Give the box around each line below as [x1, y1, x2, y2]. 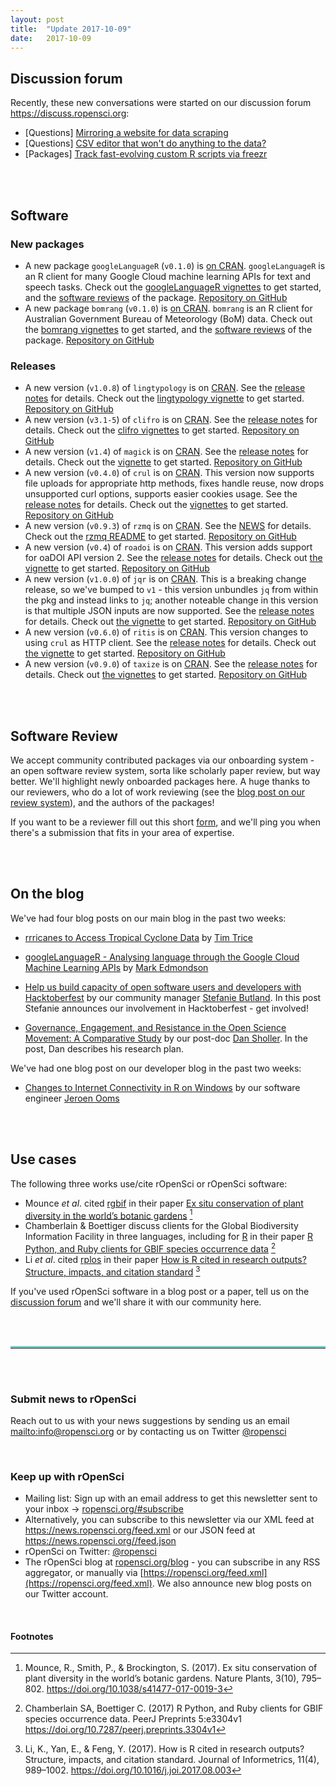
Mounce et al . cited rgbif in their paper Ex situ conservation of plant [24, 1197, 304, 1209]
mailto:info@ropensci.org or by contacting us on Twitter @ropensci [10, 1425, 287, 1437]
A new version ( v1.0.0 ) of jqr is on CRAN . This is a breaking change [24, 573, 307, 585]
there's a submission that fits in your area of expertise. [10, 826, 235, 838]
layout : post [10, 14, 65, 25]
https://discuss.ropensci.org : [10, 107, 130, 120]
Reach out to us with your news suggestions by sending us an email [10, 1414, 290, 1426]
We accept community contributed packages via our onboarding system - [10, 754, 315, 766]
